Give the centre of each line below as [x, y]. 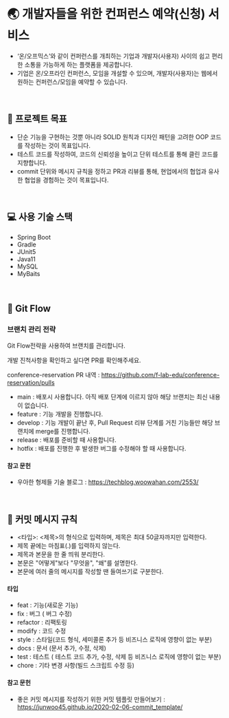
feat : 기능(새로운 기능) [48, 605]
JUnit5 [26, 251]
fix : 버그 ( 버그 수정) [45, 614]
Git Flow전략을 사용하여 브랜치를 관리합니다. [66, 346]
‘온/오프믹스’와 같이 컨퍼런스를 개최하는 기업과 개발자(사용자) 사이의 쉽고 [113, 56]
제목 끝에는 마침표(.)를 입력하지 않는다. [69, 546]
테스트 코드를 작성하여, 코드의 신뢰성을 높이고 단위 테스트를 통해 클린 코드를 [118, 154]
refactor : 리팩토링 [42, 622]
